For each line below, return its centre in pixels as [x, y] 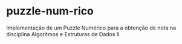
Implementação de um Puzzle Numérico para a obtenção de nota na [91, 28]
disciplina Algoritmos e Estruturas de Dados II [63, 34]
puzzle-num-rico [50, 11]
